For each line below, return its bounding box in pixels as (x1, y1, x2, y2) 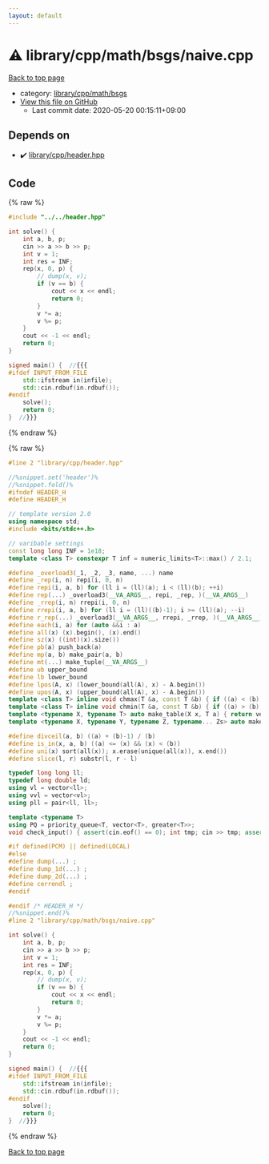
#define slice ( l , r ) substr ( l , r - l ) (8, 755, 138, 763)
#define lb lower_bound (8, 673, 88, 681)
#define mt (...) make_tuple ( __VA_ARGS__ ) (8, 659, 149, 667)
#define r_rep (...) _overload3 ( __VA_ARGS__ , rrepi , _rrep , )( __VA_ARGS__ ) (8, 614, 263, 622)
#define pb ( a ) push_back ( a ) (8, 643, 102, 651)
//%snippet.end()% (8, 909, 70, 917)
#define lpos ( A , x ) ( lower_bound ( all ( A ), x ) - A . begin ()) (8, 680, 207, 689)
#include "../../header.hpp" (8, 213, 106, 221)
